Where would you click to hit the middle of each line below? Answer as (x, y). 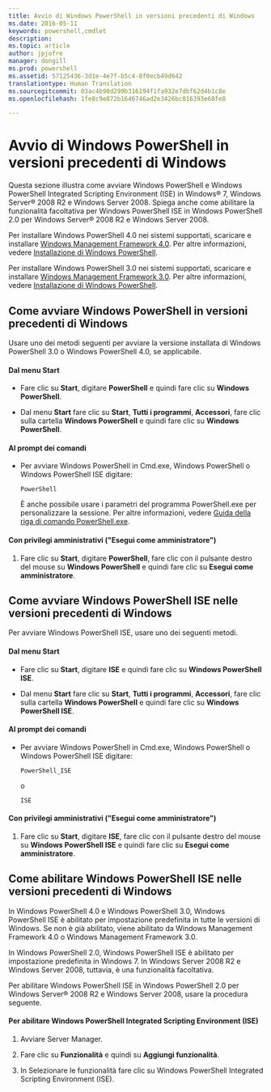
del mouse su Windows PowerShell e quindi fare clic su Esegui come (137, 566)
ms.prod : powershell (43, 69)
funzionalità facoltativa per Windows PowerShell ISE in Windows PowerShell (135, 211)
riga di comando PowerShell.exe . (75, 522)
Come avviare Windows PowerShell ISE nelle (123, 601)
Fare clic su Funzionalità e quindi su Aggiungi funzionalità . (120, 1055)
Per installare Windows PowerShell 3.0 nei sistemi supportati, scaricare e (130, 269)
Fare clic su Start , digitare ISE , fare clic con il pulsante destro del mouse (140, 836)
